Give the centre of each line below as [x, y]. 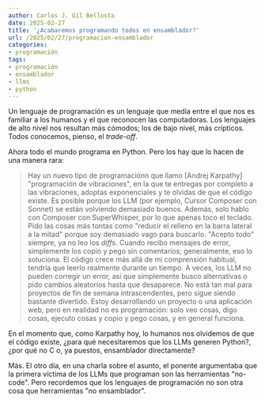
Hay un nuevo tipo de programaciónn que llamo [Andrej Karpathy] [135, 175]
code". [19, 382]
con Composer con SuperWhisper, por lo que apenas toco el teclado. [140, 217]
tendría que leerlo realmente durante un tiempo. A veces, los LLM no [139, 268]
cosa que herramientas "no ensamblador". [77, 391]
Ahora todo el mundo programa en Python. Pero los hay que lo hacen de [126, 152]
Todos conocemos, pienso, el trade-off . [73, 137]
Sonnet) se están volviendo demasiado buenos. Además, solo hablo [138, 209]
